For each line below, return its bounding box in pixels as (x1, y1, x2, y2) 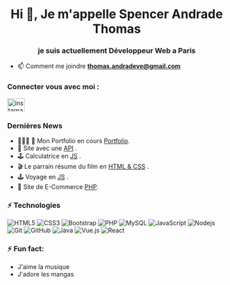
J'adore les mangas (17, 270, 74, 278)
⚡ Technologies (7, 201, 61, 210)
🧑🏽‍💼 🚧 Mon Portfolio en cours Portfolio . (17, 137, 130, 145)
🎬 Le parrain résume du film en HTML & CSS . (17, 163, 149, 171)
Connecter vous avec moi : (7, 82, 99, 92)
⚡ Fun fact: (7, 244, 44, 254)
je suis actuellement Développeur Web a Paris (38, 46, 196, 56)
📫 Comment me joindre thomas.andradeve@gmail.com (17, 62, 181, 70)
